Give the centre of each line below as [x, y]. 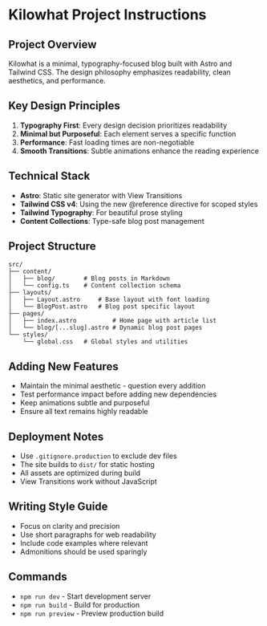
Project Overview [53, 45]
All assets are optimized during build [80, 473]
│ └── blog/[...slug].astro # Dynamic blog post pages [105, 328]
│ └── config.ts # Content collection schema [95, 286]
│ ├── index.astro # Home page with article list [113, 321]
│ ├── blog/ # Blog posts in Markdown [89, 278]
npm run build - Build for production [80, 604]
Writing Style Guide [58, 507]
